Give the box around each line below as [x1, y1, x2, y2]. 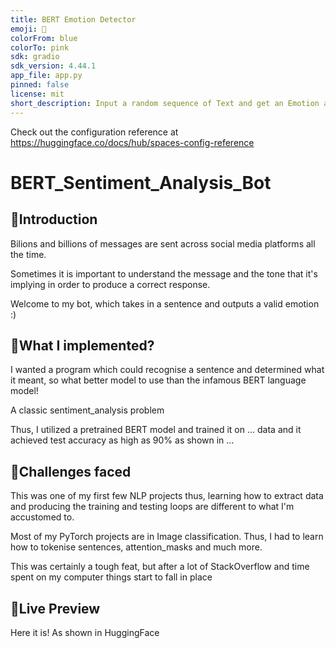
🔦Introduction [10, 211, 98, 228]
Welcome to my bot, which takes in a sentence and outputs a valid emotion [10, 297, 320, 310]
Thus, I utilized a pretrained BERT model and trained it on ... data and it [10, 424, 302, 436]
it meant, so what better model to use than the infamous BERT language [10, 374, 307, 386]
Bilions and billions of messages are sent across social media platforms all [10, 237, 316, 250]
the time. [10, 248, 47, 260]
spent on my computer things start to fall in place [10, 571, 213, 583]
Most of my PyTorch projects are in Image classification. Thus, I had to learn [10, 531, 324, 543]
